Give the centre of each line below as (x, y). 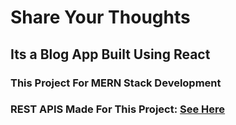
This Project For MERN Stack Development (116, 83)
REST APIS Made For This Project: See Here (118, 109)
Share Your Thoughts (100, 17)
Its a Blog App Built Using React (110, 54)
